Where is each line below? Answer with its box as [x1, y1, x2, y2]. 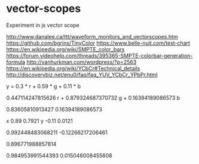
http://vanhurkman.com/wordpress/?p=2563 [26, 58, 137, 66]
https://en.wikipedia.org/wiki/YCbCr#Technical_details [6, 64, 140, 72]
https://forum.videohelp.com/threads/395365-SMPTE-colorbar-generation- [6, 52, 193, 59]
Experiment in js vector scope [6, 21, 79, 29]
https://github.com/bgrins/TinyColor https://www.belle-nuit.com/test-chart [6, 39, 190, 47]
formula [6, 58, 26, 66]
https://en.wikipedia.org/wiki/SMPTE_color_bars [6, 45, 125, 52]
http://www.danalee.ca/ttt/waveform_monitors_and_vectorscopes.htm [6, 33, 178, 40]
